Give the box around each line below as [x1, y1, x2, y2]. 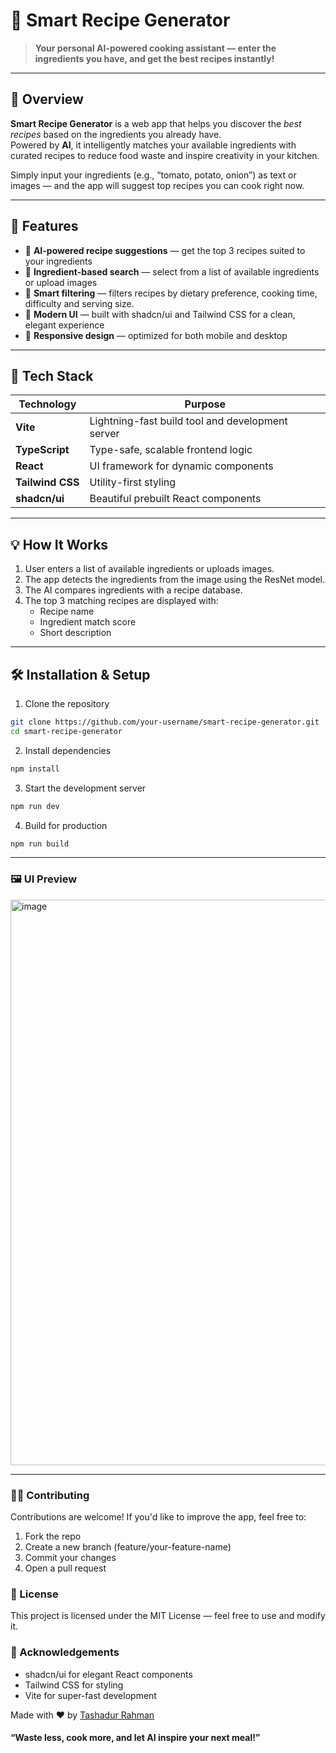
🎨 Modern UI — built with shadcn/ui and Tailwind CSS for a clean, [24, 308, 296, 320]
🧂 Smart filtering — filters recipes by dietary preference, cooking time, [24, 287, 318, 299]
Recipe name [39, 605, 95, 618]
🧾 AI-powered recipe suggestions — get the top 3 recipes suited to [24, 244, 306, 256]
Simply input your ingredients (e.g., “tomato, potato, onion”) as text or [10, 169, 297, 181]
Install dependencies [24, 744, 112, 756]
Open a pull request [24, 1562, 107, 1574]
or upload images [24, 276, 98, 288]
